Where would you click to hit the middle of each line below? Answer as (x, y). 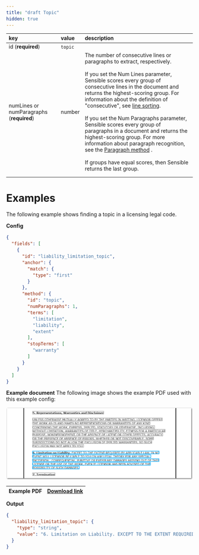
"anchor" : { (36, 262)
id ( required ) (24, 47)
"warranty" (46, 350)
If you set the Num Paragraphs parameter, (136, 118)
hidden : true (22, 19)
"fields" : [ (26, 244)
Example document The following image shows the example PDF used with (99, 393)
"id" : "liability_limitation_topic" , (68, 256)
